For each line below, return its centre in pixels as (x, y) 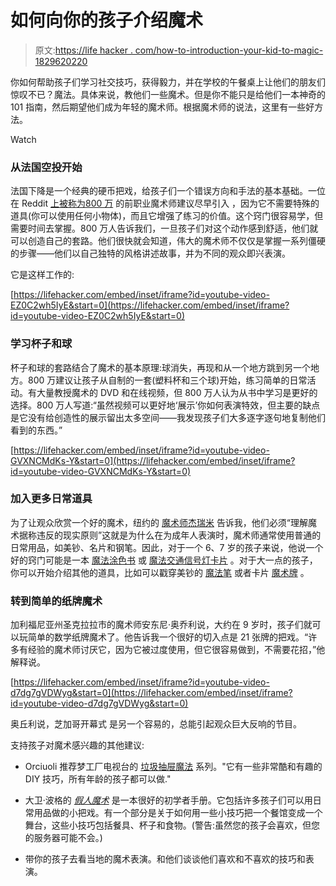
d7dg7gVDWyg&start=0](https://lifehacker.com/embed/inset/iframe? (151, 693)
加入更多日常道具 (51, 499)
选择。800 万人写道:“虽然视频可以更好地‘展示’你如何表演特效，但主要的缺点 (165, 405)
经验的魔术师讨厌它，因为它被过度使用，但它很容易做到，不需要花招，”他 (176, 650)
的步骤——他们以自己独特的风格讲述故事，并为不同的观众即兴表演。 (150, 253)
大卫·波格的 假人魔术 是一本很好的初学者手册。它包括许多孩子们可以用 (168, 800)
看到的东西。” (36, 430)
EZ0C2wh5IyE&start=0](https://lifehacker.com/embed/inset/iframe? (150, 305)
